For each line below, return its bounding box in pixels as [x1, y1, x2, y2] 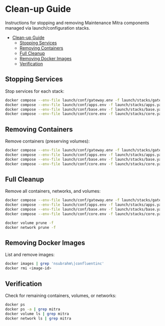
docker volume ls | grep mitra [5, 311, 69, 316]
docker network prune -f [5, 225, 56, 230]
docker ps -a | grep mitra [5, 307, 60, 312]
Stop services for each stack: [5, 88, 65, 94]
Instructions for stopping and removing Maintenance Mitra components [5, 20, 149, 26]
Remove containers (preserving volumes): [5, 138, 90, 144]
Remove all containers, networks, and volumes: [5, 188, 101, 194]
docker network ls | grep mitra [5, 316, 71, 321]
